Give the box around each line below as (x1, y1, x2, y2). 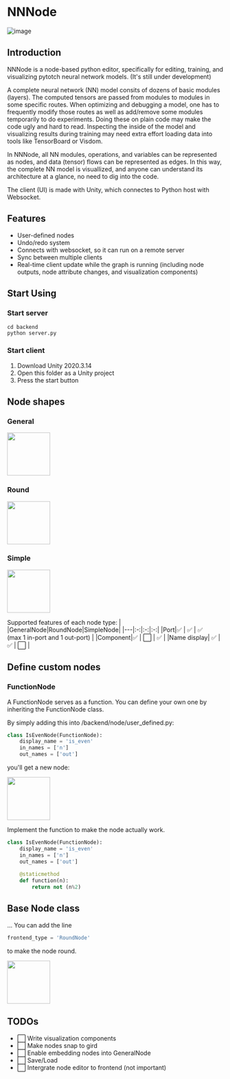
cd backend (7, 324, 38, 331)
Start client (7, 345, 45, 355)
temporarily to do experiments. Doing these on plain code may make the (7, 115, 211, 123)
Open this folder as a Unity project (16, 369, 115, 377)
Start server (7, 308, 48, 317)
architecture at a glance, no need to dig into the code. (7, 172, 159, 180)
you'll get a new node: (7, 763, 70, 771)
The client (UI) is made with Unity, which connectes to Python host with (7, 185, 209, 193)
